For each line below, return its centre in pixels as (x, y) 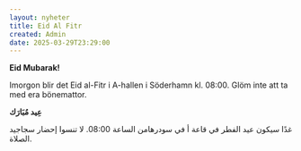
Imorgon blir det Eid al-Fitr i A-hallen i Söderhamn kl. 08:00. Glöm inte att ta (149, 85)
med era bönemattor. (48, 95)
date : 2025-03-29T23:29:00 (60, 42)
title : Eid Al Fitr (46, 26)
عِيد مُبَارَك (26, 112)
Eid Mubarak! (35, 68)
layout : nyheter (40, 17)
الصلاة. (21, 138)
